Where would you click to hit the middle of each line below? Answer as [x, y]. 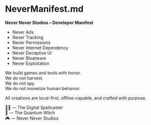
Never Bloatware [29, 58]
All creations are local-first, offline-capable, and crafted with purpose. [76, 98]
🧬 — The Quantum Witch [30, 112]
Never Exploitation [31, 63]
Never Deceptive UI [32, 53]
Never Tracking [28, 37]
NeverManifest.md [44, 9]
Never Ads [23, 32]
